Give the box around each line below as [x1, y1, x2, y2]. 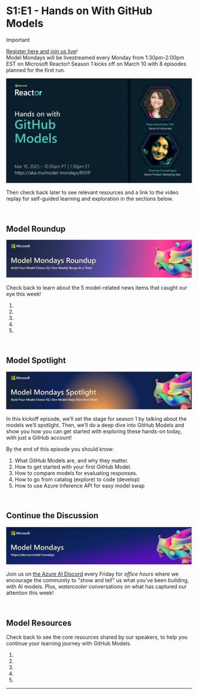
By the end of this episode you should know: [6, 445, 114, 453]
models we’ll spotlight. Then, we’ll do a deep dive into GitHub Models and [6, 421, 184, 428]
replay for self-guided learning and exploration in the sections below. [6, 195, 174, 202]
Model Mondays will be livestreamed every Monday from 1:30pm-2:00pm [6, 54, 184, 61]
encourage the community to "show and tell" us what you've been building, [6, 577, 189, 584]
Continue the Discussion [6, 511, 99, 521]
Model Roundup [6, 223, 66, 234]
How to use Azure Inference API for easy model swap [14, 482, 145, 489]
